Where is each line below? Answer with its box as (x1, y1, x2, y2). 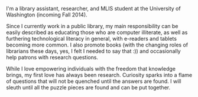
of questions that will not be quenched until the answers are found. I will (6, 78, 181, 85)
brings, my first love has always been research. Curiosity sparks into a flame (6, 72, 193, 78)
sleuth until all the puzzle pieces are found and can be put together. (6, 84, 170, 91)
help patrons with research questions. (6, 54, 99, 61)
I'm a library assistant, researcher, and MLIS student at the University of (6, 5, 181, 12)
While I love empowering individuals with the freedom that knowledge (6, 65, 176, 72)
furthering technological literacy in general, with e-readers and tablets (6, 35, 177, 42)
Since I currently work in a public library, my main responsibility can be (6, 23, 178, 29)
